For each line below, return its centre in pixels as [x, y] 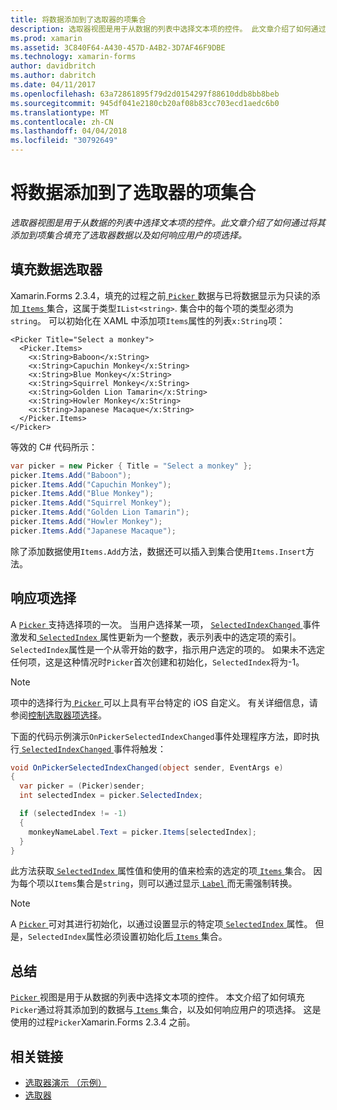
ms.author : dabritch [53, 76]
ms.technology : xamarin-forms [73, 57]
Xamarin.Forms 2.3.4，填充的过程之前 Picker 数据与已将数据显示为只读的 [161, 295]
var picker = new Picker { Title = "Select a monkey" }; [131, 466]
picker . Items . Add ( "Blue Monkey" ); [82, 494]
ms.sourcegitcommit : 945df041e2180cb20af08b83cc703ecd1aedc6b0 [145, 103]
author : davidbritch [53, 66]
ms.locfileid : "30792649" [64, 141]
